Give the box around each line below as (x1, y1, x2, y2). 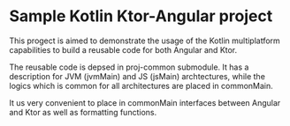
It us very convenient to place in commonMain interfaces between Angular (9, 97, 281, 107)
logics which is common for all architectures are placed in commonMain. (9, 80, 274, 91)
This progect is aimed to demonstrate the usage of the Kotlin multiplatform (9, 35, 280, 46)
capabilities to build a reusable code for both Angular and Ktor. (9, 44, 238, 55)
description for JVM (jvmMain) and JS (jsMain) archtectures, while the (9, 70, 265, 81)
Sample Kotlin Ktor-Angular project (9, 6, 273, 26)
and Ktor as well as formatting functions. (9, 107, 157, 117)
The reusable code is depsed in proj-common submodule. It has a (9, 62, 249, 72)
